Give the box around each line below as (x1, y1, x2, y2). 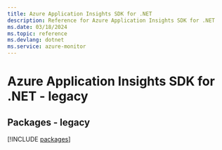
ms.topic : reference (7, 30, 68, 37)
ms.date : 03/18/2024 (7, 23, 68, 30)
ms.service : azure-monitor (7, 43, 86, 50)
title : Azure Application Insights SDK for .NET (7, 10, 152, 18)
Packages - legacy (7, 116, 90, 128)
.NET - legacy (7, 89, 89, 104)
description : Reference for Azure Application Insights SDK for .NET (7, 17, 216, 24)
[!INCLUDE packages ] (7, 135, 71, 143)
